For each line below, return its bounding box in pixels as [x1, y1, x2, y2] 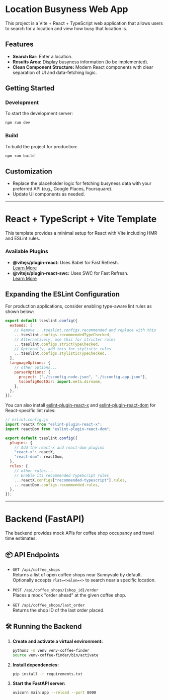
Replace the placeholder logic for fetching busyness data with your [12, 180, 152, 186]
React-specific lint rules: [5, 408, 56, 414]
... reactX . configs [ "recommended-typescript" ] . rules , [14, 477, 127, 483]
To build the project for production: [5, 143, 78, 149]
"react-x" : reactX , [14, 450, 55, 455]
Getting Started [5, 84, 55, 92]
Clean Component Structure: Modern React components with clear [12, 64, 153, 70]
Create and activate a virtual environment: [12, 638, 103, 644]
